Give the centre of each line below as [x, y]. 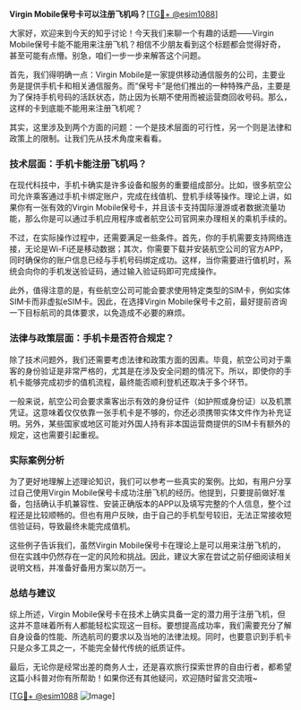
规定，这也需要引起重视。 [56, 435]
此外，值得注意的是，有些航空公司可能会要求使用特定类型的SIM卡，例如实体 [150, 290]
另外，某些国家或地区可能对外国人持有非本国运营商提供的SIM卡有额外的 [158, 423]
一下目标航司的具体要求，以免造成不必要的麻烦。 [99, 313]
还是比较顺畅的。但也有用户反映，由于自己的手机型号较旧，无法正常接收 [150, 515]
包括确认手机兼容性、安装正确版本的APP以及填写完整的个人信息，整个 [154, 503]
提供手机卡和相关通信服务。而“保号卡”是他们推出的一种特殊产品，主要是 [158, 86]
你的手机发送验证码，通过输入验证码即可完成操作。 [127, 272]
